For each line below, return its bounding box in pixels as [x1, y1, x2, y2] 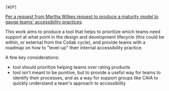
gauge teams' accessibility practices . [5, 19, 83, 25]
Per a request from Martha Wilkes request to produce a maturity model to [5, 14, 159, 20]
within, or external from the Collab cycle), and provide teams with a [5, 39, 146, 45]
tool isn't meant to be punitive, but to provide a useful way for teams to [12, 69, 161, 75]
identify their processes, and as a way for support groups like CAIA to [12, 75, 158, 80]
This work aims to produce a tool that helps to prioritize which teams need [5, 29, 161, 35]
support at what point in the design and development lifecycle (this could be [5, 34, 164, 40]
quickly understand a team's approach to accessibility [12, 80, 126, 86]
